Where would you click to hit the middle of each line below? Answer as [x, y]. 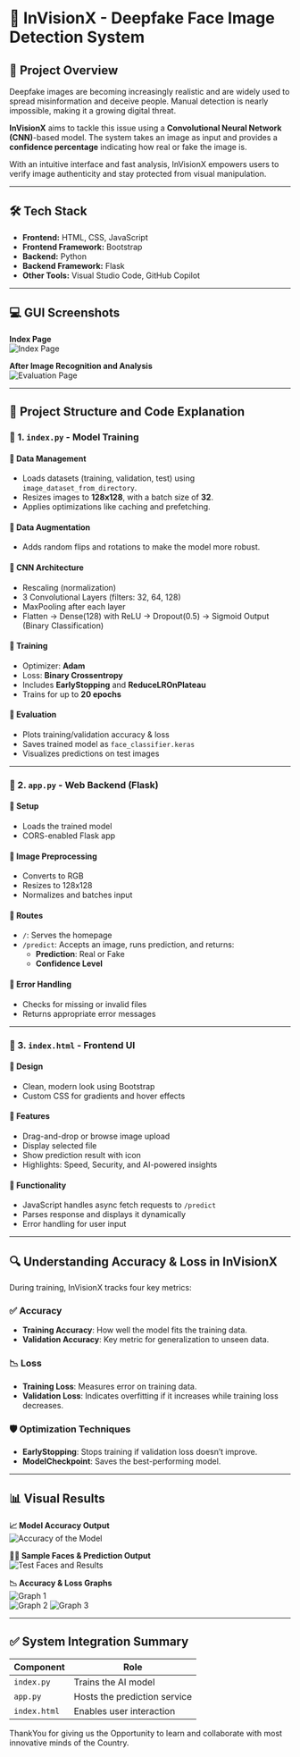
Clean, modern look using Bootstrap [88, 1086]
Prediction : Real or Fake [80, 954]
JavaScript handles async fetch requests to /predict [119, 1205]
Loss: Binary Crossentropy [72, 675]
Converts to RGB [53, 876]
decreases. [43, 1405]
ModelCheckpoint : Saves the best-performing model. [121, 1461]
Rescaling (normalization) [69, 587]
